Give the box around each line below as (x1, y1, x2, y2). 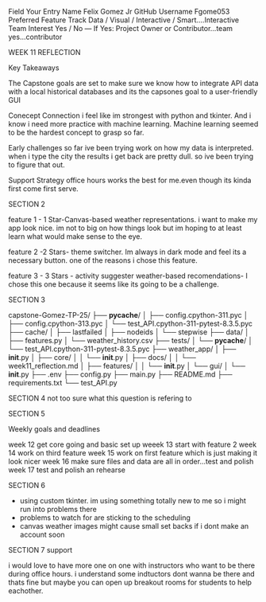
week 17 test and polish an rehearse (8, 465, 125, 475)
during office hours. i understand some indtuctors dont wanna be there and (8, 569, 256, 578)
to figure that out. (8, 160, 65, 170)
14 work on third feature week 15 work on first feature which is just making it (8, 448, 258, 457)
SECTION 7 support (8, 545, 73, 554)
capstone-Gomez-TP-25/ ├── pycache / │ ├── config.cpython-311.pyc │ (8, 311, 249, 319)
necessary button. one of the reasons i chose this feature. (8, 256, 198, 265)
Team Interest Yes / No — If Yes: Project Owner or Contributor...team (8, 24, 233, 33)
